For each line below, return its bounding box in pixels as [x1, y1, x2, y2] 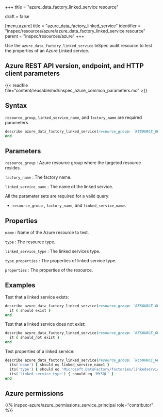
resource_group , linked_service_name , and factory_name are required [5, 114, 142, 120]
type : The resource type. [5, 239, 56, 245]
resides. [5, 165, 21, 171]
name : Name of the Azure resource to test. [5, 230, 89, 235]
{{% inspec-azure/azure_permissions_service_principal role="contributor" [5, 402, 154, 408]
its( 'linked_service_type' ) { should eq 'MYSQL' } [9, 371, 114, 376]
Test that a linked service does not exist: [5, 321, 86, 327]
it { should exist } [9, 308, 51, 313]
